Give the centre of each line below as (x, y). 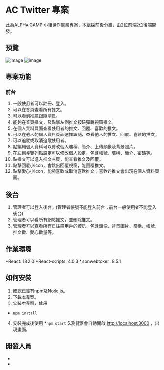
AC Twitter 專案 (37, 10)
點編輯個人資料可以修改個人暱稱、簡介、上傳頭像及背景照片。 (75, 147)
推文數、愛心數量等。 (34, 232)
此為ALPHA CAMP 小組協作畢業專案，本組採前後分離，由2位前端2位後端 (79, 25)
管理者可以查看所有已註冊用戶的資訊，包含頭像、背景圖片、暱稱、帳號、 (86, 226)
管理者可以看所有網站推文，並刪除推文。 (54, 220)
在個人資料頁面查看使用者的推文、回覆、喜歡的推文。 (67, 128)
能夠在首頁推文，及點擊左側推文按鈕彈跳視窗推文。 (64, 122)
